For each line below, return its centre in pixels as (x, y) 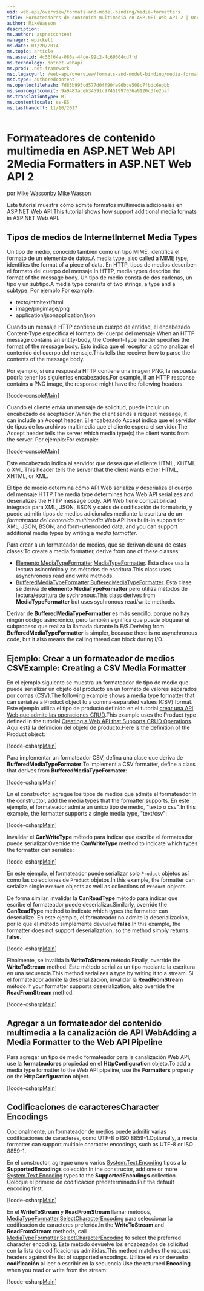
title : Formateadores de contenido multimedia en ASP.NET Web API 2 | (98, 18)
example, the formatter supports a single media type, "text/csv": (87, 814)
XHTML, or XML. (28, 476)
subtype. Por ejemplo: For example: (51, 291)
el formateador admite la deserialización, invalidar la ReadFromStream (95, 980)
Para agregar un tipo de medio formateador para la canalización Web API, (99, 1057)
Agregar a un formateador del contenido (84, 1024)
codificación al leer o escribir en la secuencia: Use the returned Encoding (99, 1263)
